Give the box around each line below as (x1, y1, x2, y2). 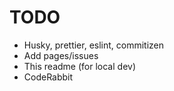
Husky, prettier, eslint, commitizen (23, 39, 165, 51)
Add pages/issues (23, 49, 99, 61)
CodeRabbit (23, 71, 74, 83)
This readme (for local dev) (23, 60, 136, 72)
